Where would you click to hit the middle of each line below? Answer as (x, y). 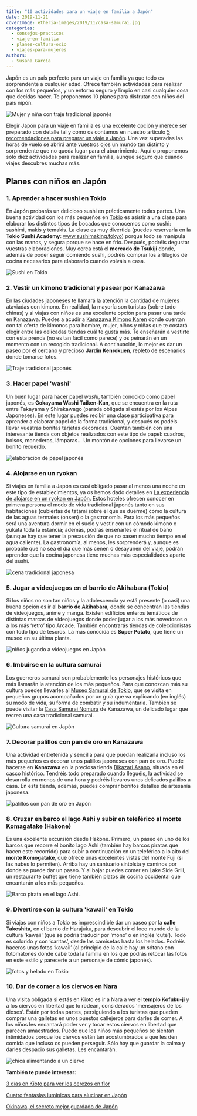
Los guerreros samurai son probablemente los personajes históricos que (94, 677)
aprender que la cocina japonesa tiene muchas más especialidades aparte (96, 555)
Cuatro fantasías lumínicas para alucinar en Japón (67, 1095)
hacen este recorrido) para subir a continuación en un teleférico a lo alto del (98, 852)
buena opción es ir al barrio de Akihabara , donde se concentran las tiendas (98, 607)
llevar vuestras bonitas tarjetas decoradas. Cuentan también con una (89, 428)
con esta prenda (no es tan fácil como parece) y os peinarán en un (86, 338)
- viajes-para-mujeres (39, 50)
